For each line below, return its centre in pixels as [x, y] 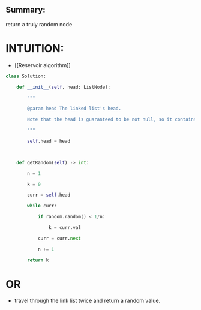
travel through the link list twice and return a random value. [87, 301]
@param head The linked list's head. [74, 109]
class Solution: [26, 76]
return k [38, 260]
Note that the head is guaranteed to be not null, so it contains [112, 119]
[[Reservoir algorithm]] [42, 65]
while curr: [42, 206]
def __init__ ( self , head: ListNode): [64, 87]
